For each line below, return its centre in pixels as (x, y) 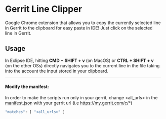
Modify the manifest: (27, 87)
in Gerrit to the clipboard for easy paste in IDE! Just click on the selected (79, 28)
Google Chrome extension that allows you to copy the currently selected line (83, 23)
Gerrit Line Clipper (44, 9)
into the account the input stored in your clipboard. (57, 71)
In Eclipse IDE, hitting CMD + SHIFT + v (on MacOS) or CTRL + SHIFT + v (80, 60)
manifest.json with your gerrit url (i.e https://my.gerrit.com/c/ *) (69, 103)
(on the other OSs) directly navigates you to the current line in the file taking (82, 65)
